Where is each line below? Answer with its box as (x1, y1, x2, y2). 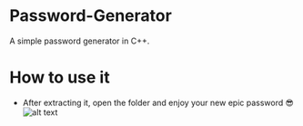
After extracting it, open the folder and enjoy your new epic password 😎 (22, 97, 294, 108)
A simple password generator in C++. (9, 35, 150, 46)
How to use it (9, 67, 111, 88)
